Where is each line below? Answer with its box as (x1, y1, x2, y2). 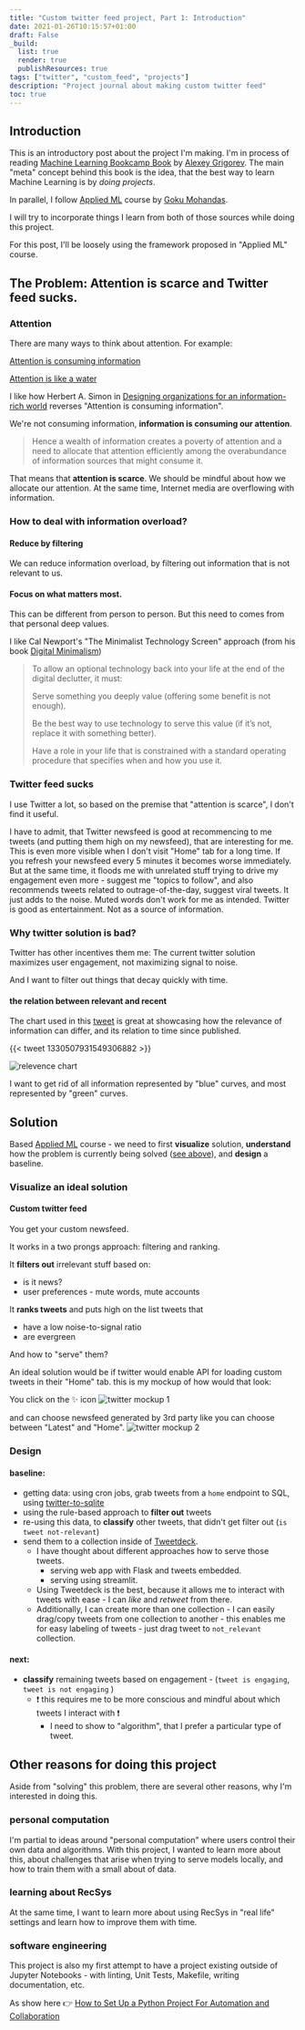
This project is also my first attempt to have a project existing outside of (9, 1960, 279, 1971)
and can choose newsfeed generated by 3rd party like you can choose (9, 1413, 275, 1424)
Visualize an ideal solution (9, 1180, 128, 1193)
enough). (31, 700, 66, 711)
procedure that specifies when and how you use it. (31, 755, 223, 766)
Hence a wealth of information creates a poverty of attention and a (31, 436, 282, 447)
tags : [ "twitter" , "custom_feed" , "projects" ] (9, 73, 189, 82)
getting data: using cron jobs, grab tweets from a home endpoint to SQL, (22, 1487, 290, 1498)
